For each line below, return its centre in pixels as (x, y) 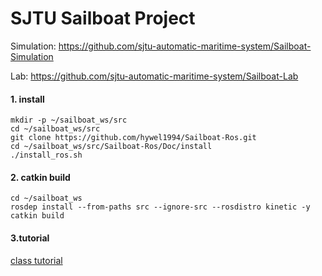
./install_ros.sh (46, 155)
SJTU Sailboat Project (103, 18)
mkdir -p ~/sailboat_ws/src (69, 120)
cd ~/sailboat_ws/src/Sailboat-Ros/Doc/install (111, 147)
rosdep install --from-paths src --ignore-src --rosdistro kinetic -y (160, 207)
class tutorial (36, 260)
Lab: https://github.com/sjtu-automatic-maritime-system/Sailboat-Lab (154, 76)
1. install (27, 99)
